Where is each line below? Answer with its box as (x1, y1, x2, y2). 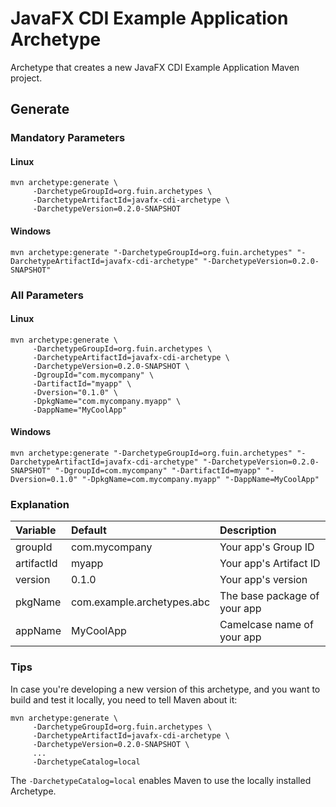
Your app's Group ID (219, 540, 315, 554)
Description (219, 523, 277, 537)
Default (70, 523, 107, 537)
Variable (15, 523, 57, 537)
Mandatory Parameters (10, 131, 126, 145)
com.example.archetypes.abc (70, 595, 211, 609)
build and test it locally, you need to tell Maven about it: (10, 693, 238, 706)
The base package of (219, 589, 320, 603)
